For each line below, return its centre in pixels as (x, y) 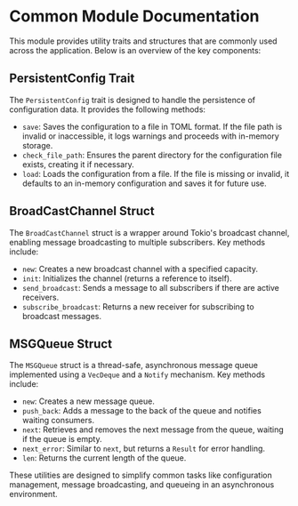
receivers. (40, 297)
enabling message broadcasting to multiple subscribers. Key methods (137, 242)
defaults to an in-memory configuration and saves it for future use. (144, 183)
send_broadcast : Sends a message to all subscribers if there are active (151, 287)
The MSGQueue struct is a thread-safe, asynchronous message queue (133, 365)
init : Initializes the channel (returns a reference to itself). (127, 278)
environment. (33, 494)
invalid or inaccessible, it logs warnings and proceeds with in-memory (151, 136)
